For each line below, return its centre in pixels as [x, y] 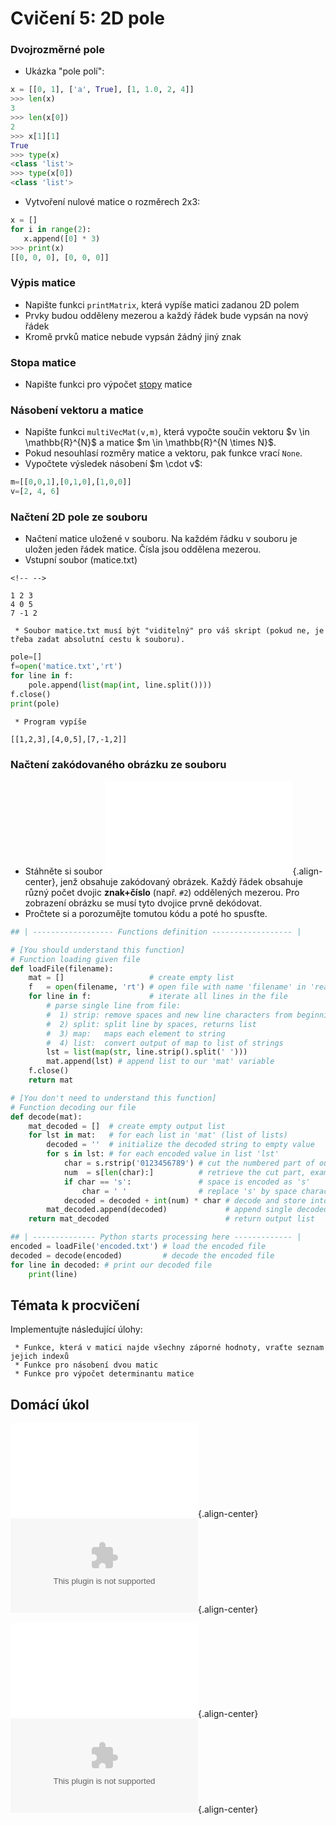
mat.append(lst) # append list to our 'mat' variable [160, 1062]
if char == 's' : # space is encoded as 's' [187, 1182]
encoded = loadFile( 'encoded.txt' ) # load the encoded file [138, 1247]
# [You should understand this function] [98, 950]
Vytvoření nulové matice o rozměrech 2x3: [112, 202]
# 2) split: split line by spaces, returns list [151, 1024]
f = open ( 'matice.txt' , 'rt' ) [66, 667]
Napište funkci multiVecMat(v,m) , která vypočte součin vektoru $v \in [167, 432]
